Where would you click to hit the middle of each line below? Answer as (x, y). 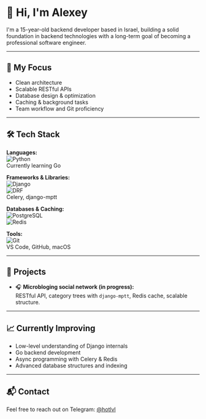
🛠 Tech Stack (33, 135)
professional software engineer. (47, 42)
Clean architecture (39, 82)
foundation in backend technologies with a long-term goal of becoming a (99, 36)
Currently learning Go (34, 165)
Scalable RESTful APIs (44, 89)
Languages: (22, 152)
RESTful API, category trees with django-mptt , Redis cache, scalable (101, 296)
